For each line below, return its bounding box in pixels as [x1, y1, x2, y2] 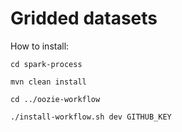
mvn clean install [10, 77, 87, 87]
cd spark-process [10, 59, 83, 69]
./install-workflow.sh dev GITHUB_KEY [10, 112, 172, 122]
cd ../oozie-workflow [10, 94, 101, 104]
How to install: [10, 40, 70, 52]
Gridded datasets [10, 7, 158, 30]
